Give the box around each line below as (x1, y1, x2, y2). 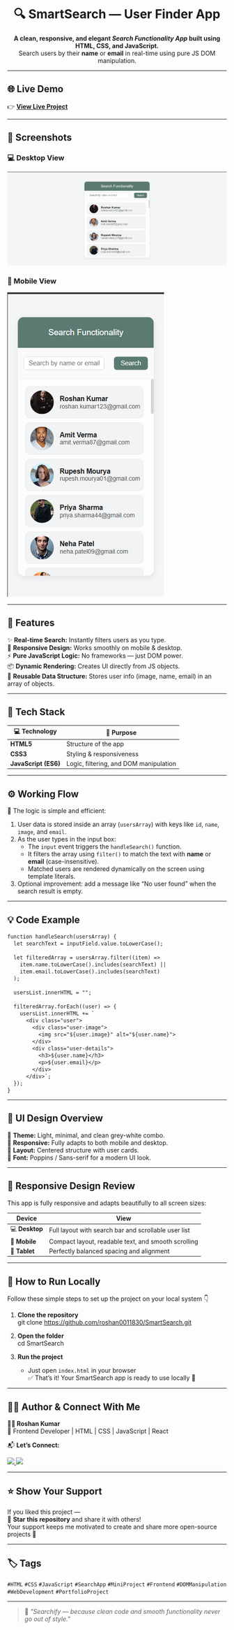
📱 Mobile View (7, 276, 57, 286)
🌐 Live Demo (7, 83, 64, 95)
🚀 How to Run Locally (7, 1276, 101, 1288)
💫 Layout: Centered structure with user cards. (7, 1146, 139, 1154)
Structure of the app (65, 740, 124, 749)
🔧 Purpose (105, 728, 137, 737)
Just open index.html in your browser (27, 1366, 136, 1375)
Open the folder (17, 1332, 64, 1340)
